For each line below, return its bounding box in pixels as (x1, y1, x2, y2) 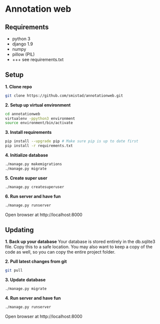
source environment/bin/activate (5, 121, 73, 126)
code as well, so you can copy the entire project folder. (5, 249, 116, 255)
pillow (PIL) (12, 51, 35, 57)
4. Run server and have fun (5, 295, 61, 301)
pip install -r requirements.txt (5, 143, 73, 149)
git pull (5, 268, 23, 273)
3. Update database (5, 277, 46, 283)
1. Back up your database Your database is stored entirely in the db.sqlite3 (5, 238, 156, 245)
